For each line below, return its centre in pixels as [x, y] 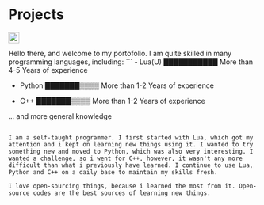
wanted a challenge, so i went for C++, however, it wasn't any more [126, 158]
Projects [36, 15]
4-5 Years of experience [48, 70]
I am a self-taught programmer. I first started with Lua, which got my [131, 137]
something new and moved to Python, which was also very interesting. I [131, 151]
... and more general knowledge [60, 116]
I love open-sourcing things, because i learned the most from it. [122, 186]
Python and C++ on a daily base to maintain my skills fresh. [113, 172]
